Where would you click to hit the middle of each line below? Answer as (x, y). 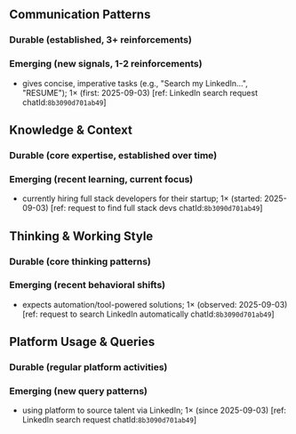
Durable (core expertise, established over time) (113, 155)
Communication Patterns (80, 15)
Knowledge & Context (71, 130)
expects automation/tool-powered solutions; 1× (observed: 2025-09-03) (155, 304)
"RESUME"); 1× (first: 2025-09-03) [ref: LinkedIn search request (140, 92)
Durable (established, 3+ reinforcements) (101, 40)
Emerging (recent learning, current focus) (101, 179)
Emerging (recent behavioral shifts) (88, 285)
